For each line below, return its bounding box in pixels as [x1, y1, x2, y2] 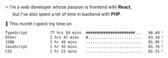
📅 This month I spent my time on [5, 21, 72, 26]
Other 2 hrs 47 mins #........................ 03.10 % [5, 35, 164, 40]
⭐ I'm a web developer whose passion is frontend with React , [5, 4, 132, 10]
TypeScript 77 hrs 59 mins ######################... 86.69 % [5, 30, 164, 35]
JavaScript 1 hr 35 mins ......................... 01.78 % [5, 44, 164, 49]
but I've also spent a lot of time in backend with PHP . [12, 11, 121, 17]
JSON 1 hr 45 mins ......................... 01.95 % [5, 39, 164, 45]
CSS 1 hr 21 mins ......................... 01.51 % [5, 49, 164, 54]
